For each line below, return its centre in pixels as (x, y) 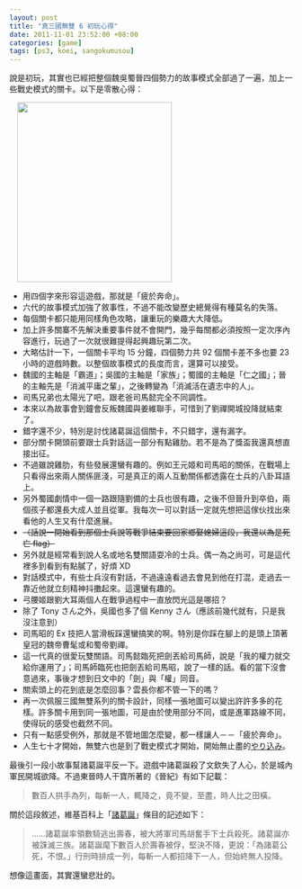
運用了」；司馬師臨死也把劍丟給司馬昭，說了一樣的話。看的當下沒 (158, 668)
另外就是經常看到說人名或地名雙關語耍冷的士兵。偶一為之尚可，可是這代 (156, 555)
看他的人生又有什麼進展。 (70, 521)
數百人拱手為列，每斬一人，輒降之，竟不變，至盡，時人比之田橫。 (153, 795)
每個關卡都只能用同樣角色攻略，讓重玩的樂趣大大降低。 (124, 319)
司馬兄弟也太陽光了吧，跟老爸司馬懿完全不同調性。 (117, 398)
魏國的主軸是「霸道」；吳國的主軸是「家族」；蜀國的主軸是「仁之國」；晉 (154, 375)
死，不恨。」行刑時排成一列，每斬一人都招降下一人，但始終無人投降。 (159, 857)
